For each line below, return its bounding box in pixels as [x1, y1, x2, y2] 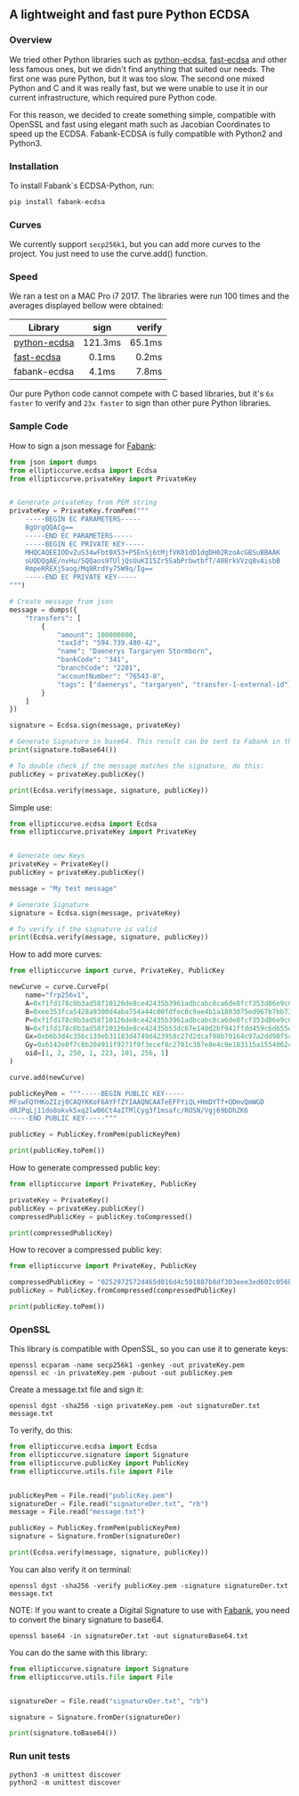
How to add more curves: [9, 949, 102, 960]
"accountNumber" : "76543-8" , [56, 671, 166, 680]
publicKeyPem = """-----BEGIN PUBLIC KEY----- [9, 1089, 185, 1098]
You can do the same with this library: [9, 1647, 148, 1658]
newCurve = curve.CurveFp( [9, 983, 109, 992]
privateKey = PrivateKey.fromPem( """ [9, 507, 149, 515]
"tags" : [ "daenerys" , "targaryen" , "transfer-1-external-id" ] [56, 680, 293, 689]
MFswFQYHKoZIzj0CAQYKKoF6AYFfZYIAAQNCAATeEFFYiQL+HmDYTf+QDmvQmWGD [9, 1097, 265, 1107]
